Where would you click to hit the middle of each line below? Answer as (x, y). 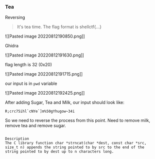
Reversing (15, 18)
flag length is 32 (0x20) (29, 65)
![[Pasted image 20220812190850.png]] (45, 36)
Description (17, 139)
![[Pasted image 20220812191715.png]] (44, 74)
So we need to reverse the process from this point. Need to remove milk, (78, 120)
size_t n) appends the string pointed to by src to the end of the (75, 147)
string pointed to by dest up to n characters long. (60, 152)
